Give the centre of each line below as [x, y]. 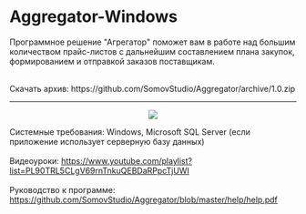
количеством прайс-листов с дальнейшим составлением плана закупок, [152, 51]
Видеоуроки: [34, 160]
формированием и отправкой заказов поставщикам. [112, 61]
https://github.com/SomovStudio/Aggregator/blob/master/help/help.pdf [143, 199]
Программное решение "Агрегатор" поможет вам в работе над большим [153, 42]
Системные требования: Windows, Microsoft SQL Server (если [130, 132]
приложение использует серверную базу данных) [107, 141]
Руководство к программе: [62, 189]
